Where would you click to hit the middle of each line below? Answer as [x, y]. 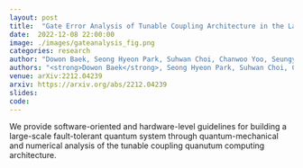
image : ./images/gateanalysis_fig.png [82, 43]
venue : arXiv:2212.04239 [56, 76]
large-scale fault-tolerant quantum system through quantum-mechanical [144, 137]
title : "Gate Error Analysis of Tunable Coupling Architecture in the [147, 26]
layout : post [34, 18]
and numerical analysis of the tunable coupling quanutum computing [137, 146]
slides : [24, 93]
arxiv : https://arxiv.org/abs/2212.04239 [88, 84]
